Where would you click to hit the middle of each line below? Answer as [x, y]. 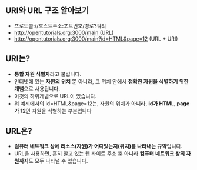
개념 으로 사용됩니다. [37, 89]
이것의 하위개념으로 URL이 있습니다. [55, 96]
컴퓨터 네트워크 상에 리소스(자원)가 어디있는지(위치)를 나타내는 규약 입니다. [98, 146]
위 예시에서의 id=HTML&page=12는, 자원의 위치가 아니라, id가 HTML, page [102, 103]
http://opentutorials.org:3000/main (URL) [64, 32]
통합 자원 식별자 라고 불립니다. [48, 74]
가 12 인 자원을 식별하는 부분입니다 [53, 111]
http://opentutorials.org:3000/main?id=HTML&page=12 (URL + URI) [96, 39]
